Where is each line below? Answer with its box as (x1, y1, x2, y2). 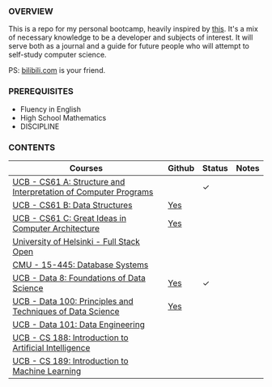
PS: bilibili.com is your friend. (8, 66, 106, 75)
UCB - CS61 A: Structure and (12, 176, 125, 187)
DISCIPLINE (19, 121, 60, 131)
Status (202, 162, 228, 173)
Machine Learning (12, 365, 82, 376)
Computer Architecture (12, 223, 100, 234)
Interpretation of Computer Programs (12, 186, 154, 198)
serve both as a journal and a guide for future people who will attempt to (8, 41, 249, 51)
